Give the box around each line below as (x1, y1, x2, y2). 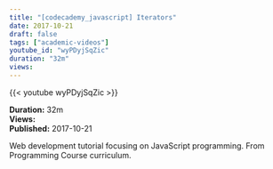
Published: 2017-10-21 (9, 123, 92, 133)
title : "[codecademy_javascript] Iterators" (9, 12, 177, 22)
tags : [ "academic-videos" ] (9, 37, 109, 47)
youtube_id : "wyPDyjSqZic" (9, 46, 109, 55)
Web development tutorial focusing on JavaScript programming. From (9, 140, 265, 151)
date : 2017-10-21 (9, 21, 74, 30)
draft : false (9, 29, 58, 38)
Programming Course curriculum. (9, 149, 132, 160)
